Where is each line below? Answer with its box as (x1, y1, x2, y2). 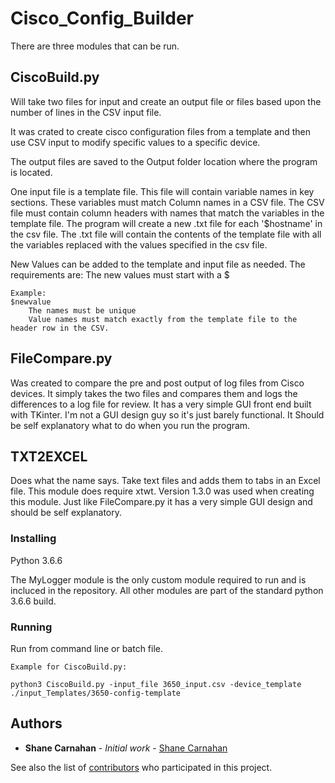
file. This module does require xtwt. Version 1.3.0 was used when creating (10, 485, 315, 497)
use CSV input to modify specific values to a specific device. (10, 136, 261, 148)
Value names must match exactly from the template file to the (28, 314, 298, 324)
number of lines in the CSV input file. (10, 106, 162, 118)
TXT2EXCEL (10, 448, 88, 465)
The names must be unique (28, 305, 137, 316)
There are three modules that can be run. (10, 40, 180, 52)
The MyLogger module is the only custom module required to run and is (10, 573, 307, 586)
